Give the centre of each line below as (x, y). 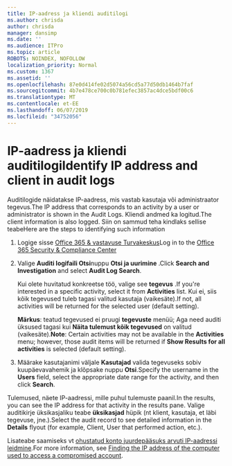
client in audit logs (61, 180)
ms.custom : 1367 (30, 71)
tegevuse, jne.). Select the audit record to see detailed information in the (110, 420)
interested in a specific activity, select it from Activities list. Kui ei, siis (117, 291)
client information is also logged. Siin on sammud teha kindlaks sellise (107, 222)
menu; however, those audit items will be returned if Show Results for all (121, 341)
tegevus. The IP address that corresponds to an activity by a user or (103, 207)
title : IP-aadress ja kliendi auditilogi (68, 14)
